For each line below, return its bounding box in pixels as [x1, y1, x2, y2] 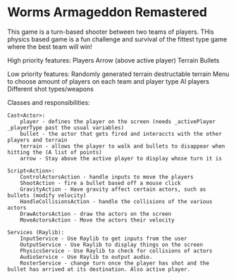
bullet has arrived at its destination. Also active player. [7, 265, 191, 273]
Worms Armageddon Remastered [7, 4, 208, 20]
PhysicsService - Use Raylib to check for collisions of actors [20, 247, 213, 254]
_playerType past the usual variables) [7, 124, 125, 131]
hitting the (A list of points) [7, 148, 102, 155]
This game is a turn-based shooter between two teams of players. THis [7, 27, 214, 36]
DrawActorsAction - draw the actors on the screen [20, 210, 172, 217]
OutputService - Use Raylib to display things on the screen [20, 241, 203, 248]
